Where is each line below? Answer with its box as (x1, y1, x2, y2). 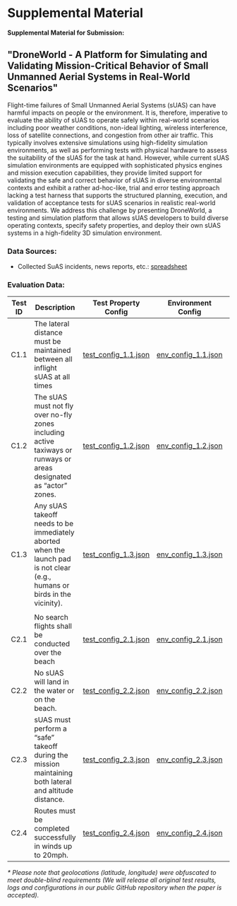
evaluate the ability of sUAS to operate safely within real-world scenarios (7, 115, 220, 124)
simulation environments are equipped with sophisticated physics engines (7, 161, 223, 169)
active (34, 436, 54, 446)
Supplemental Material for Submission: (7, 28, 125, 37)
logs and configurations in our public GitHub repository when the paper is (7, 883, 222, 892)
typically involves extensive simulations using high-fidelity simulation (7, 138, 208, 146)
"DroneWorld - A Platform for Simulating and (7, 49, 208, 61)
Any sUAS (34, 501, 68, 511)
